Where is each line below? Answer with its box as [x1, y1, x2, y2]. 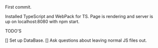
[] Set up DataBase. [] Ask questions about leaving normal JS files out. [5, 37, 147, 43]
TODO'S [5, 28, 22, 33]
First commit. [5, 4, 32, 10]
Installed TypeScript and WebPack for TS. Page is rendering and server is [5, 14, 153, 19]
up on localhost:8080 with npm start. [5, 19, 80, 24]
